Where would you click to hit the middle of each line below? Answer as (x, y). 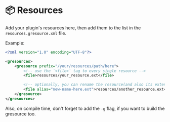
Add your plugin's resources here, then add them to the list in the (73, 28)
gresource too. (21, 114)
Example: (15, 43)
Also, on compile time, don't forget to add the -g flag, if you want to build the (85, 108)
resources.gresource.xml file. (36, 33)
